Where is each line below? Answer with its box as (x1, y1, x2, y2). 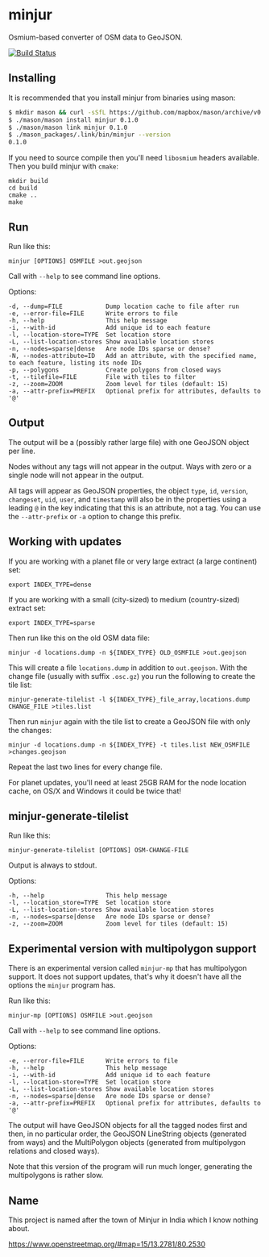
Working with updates (8, 535, 122, 549)
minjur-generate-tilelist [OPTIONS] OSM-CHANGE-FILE (8, 847, 189, 855)
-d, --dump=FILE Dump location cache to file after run (8, 302, 240, 310)
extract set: (8, 603, 47, 613)
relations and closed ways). (8, 1147, 100, 1156)
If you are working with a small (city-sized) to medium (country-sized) (8, 594, 240, 604)
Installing (8, 71, 56, 85)
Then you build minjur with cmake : (8, 161, 119, 171)
